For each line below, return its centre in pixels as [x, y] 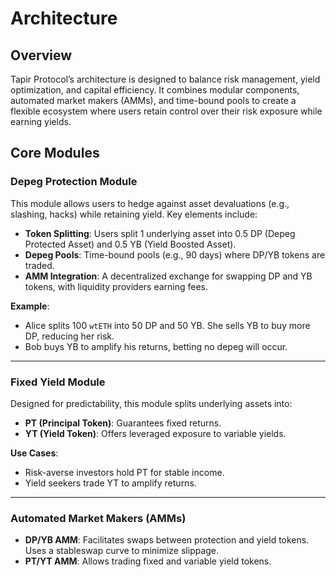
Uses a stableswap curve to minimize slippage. [122, 551]
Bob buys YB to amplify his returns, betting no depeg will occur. [156, 346]
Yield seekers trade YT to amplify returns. [110, 483]
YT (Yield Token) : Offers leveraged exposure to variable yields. [155, 433]
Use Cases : [34, 453]
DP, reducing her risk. [69, 336]
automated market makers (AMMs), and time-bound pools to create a [153, 100]
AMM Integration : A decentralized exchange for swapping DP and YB [168, 276]
